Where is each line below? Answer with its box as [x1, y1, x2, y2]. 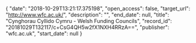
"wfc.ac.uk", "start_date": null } [5, 30, 82, 37]
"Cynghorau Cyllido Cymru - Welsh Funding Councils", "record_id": [5, 18, 173, 24]
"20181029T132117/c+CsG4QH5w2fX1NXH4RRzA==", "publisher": [5, 24, 170, 31]
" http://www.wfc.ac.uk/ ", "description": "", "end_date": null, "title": [5, 11, 170, 18]
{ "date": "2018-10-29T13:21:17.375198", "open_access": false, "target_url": [5, 5, 191, 12]
